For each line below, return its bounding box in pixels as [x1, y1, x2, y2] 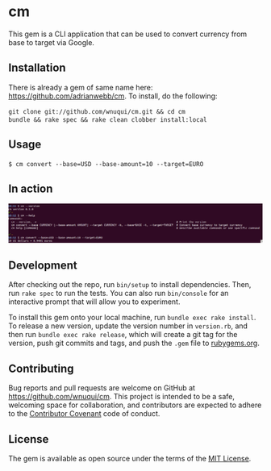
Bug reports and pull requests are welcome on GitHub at [8, 383, 196, 393]
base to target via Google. [8, 37, 95, 47]
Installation [8, 61, 66, 75]
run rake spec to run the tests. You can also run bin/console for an [8, 289, 229, 298]
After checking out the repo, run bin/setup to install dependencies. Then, [8, 280, 252, 290]
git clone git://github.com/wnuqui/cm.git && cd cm [8, 107, 186, 115]
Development [8, 259, 78, 273]
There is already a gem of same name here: [8, 82, 153, 92]
